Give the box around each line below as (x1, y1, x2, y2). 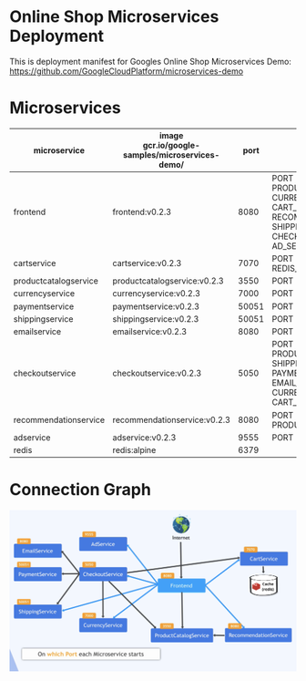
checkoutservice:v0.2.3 (112, 367, 202, 379)
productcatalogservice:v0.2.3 (112, 275, 225, 286)
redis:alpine (112, 445, 157, 456)
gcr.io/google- (142, 139, 200, 151)
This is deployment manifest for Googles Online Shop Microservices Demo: (9, 56, 291, 67)
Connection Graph (9, 479, 152, 500)
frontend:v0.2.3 (112, 207, 171, 218)
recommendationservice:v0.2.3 (112, 415, 230, 426)
